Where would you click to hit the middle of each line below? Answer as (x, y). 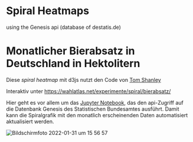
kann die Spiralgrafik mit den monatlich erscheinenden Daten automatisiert (97, 115)
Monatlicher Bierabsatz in (71, 51)
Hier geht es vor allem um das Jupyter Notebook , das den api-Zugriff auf (95, 103)
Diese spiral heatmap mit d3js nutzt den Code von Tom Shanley (84, 80)
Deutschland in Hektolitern (73, 64)
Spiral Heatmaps (48, 11)
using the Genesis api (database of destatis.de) (63, 27)
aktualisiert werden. (30, 121)
